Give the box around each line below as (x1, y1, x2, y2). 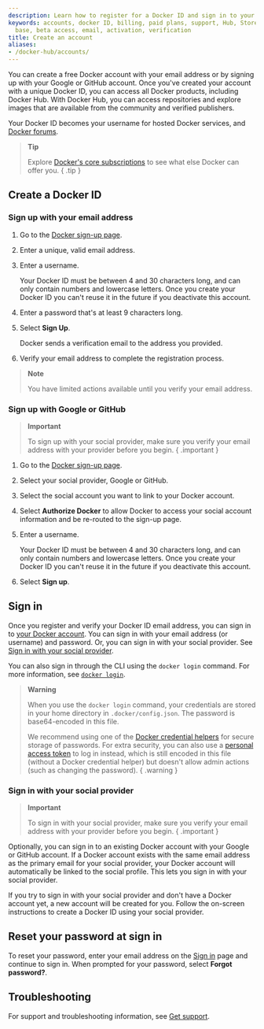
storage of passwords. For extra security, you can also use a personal (27, 740, 254, 750)
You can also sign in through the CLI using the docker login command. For (8, 661, 250, 670)
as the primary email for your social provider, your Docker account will (8, 859, 236, 868)
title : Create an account (8, 33, 93, 42)
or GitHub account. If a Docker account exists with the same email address (8, 850, 251, 860)
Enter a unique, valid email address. (19, 245, 135, 254)
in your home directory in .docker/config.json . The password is (27, 708, 236, 717)
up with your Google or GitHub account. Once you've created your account (8, 78, 251, 87)
